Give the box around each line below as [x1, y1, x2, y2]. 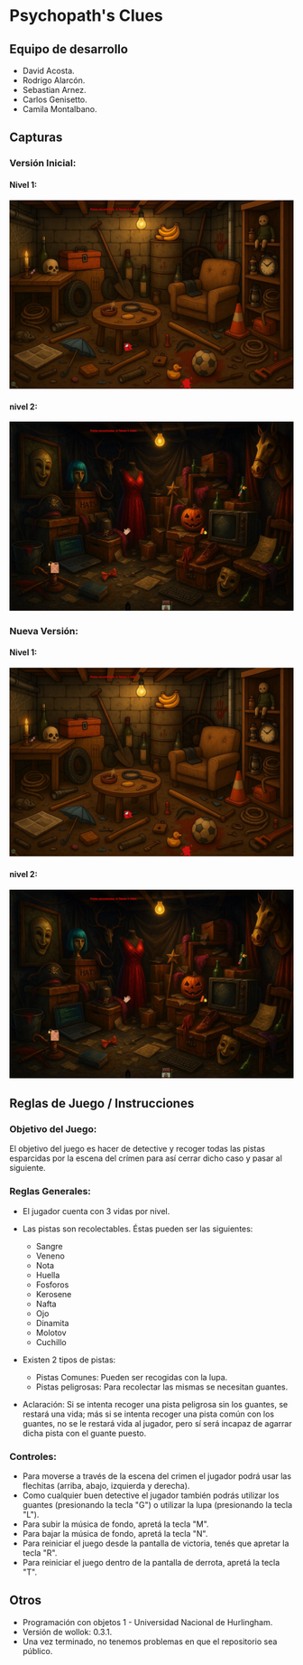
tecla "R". [22, 1548, 58, 1558]
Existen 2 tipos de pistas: [22, 1354, 116, 1365]
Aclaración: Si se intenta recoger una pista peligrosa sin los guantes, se [22, 1398, 289, 1409]
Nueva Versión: [9, 624, 79, 637]
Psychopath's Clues [9, 5, 164, 26]
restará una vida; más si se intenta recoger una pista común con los [22, 1408, 275, 1419]
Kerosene [35, 1288, 72, 1299]
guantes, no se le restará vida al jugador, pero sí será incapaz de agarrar [22, 1417, 292, 1428]
